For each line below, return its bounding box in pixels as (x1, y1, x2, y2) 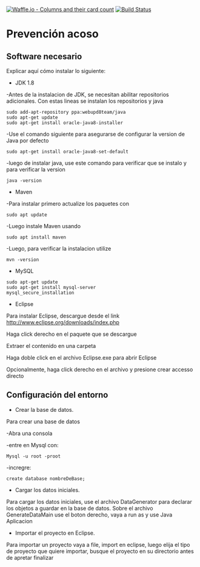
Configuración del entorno (6, 390, 108, 400)
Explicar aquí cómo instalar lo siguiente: (6, 68, 106, 74)
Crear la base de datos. (15, 406, 74, 413)
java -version (6, 178, 42, 184)
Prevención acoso (6, 27, 99, 41)
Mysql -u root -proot (6, 453, 61, 459)
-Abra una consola (6, 430, 53, 437)
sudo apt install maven (6, 234, 67, 240)
